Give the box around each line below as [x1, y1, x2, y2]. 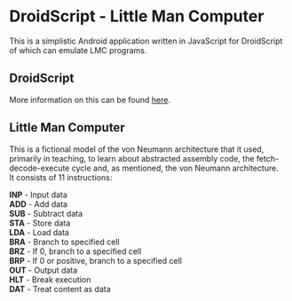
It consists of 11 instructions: [9, 171, 113, 183]
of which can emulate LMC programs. [9, 44, 147, 55]
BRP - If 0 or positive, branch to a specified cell [9, 255, 183, 265]
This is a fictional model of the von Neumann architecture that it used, [9, 144, 264, 154]
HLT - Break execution [9, 273, 91, 285]
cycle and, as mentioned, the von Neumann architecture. [71, 162, 280, 173]
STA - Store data [9, 218, 71, 228]
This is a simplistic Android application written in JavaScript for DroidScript [9, 36, 283, 46]
